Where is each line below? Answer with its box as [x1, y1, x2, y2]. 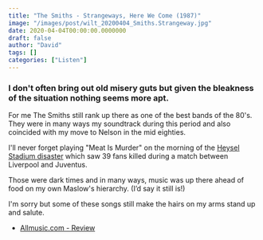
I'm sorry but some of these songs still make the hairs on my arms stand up [8, 199, 256, 209]
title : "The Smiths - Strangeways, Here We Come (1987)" [8, 11, 202, 20]
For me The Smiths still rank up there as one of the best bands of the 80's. [8, 111, 253, 120]
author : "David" [8, 41, 62, 49]
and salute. [8, 208, 45, 218]
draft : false [8, 33, 52, 42]
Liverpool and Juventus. [8, 160, 88, 170]
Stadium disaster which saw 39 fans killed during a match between [8, 151, 229, 161]
